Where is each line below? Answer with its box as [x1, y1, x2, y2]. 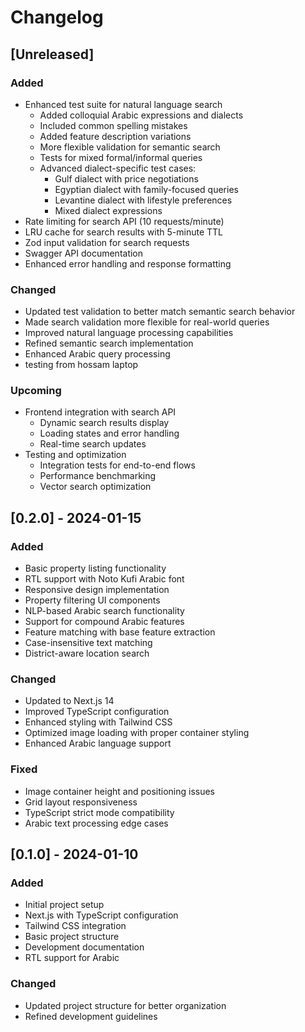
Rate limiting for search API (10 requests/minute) [24, 215, 225, 227]
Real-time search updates [39, 438, 147, 450]
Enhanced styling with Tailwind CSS [24, 716, 173, 728]
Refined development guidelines [24, 1010, 158, 1022]
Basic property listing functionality [24, 562, 167, 575]
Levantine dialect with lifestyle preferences [54, 194, 233, 206]
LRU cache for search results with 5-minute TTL [24, 226, 223, 238]
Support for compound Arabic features [24, 616, 185, 628]
